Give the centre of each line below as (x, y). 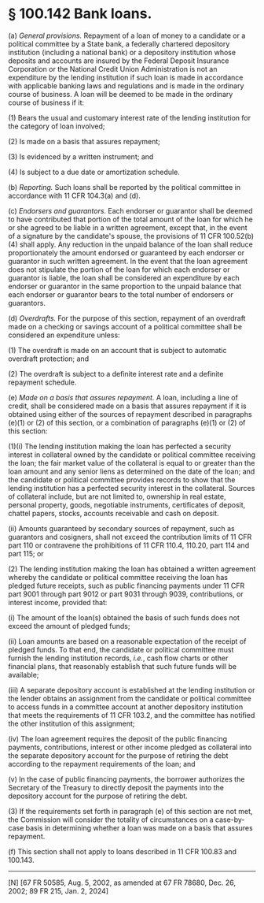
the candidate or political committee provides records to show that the (122, 479)
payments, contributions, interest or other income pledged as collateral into (130, 747)
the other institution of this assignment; (71, 723)
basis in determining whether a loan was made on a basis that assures (139, 827)
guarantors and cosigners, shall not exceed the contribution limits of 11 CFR (130, 537)
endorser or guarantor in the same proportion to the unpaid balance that (125, 286)
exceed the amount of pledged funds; (69, 626)
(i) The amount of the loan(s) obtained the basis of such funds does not (124, 617)
